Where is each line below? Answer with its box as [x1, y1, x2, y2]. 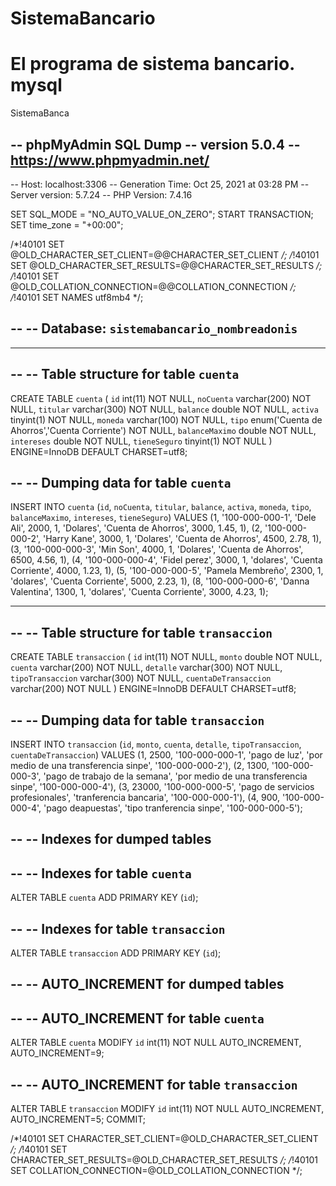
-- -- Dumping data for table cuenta [10, 474, 232, 491]
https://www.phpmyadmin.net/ [10, 152, 210, 169]
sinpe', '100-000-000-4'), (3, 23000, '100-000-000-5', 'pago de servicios [10, 781, 315, 792]
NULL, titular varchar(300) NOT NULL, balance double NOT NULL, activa [10, 403, 319, 415]
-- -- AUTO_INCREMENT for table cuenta [10, 1010, 265, 1027]
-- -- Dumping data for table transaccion [10, 712, 265, 729]
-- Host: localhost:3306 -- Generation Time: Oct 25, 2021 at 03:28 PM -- [10, 178, 310, 190]
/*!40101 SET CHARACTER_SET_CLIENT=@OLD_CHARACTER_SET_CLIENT [10, 1133, 319, 1145]
